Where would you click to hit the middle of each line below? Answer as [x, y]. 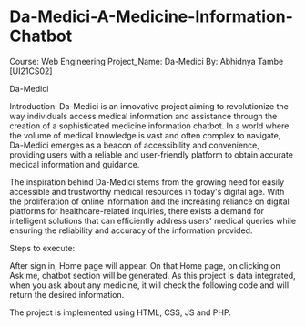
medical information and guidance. [75, 164]
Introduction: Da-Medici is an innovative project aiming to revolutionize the [149, 106]
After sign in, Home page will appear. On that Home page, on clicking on [145, 265]
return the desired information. [67, 294]
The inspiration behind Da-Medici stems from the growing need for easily [147, 182]
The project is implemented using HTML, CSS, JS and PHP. [121, 312]
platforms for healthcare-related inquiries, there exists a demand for [137, 210]
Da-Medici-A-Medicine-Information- [152, 17]
